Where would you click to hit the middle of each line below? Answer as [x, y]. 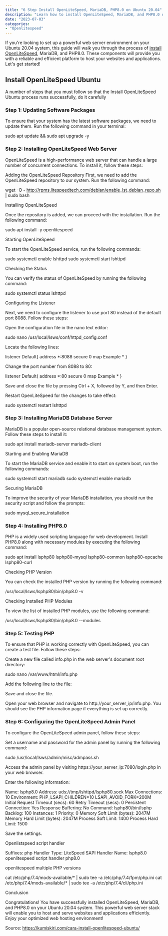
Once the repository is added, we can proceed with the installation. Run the [83, 214]
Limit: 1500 [16, 823]
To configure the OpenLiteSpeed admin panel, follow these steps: [73, 733]
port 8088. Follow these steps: [37, 318]
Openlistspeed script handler [35, 843]
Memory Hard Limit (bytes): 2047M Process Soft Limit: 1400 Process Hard [82, 818]
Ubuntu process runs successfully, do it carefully [56, 97]
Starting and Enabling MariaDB [37, 453]
